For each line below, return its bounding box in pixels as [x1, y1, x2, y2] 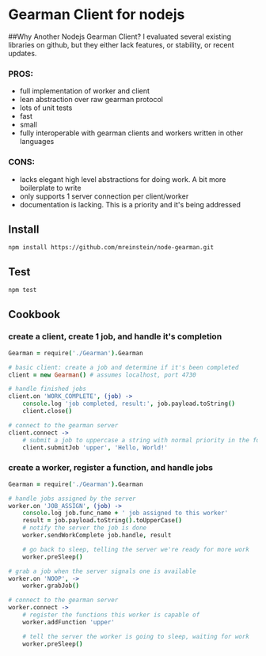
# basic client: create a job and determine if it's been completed [8, 363, 239, 371]
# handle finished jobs [8, 385, 87, 393]
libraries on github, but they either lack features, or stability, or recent [8, 40, 235, 49]
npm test [8, 286, 37, 294]
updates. [8, 48, 37, 58]
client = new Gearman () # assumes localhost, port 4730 [8, 370, 196, 379]
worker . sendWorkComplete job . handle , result [22, 532, 172, 540]
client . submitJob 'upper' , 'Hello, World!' [22, 443, 169, 452]
